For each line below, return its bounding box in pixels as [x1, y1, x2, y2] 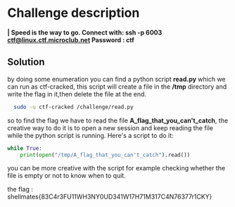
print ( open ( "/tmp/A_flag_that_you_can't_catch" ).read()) [20, 151, 191, 158]
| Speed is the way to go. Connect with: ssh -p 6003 [7, 28, 163, 37]
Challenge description [7, 5, 140, 21]
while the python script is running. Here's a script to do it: [7, 131, 174, 139]
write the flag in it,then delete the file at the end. [7, 89, 146, 98]
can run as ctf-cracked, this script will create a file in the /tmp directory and [7, 82, 227, 91]
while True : [7, 144, 42, 152]
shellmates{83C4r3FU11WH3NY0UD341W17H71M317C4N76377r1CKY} [7, 192, 212, 201]
